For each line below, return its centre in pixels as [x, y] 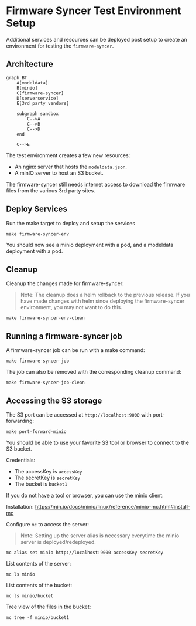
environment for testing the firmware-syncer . [60, 46]
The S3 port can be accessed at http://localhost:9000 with [79, 414]
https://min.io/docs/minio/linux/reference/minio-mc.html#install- [113, 507]
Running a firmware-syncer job [64, 336]
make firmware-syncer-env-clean [45, 318]
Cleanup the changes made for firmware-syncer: [65, 283]
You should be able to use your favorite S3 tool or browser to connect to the [97, 442]
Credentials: [21, 460]
